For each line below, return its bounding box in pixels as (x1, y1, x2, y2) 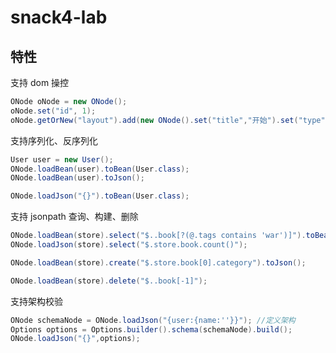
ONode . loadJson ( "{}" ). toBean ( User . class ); (10, 191, 190, 201)
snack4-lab (10, 6, 108, 29)
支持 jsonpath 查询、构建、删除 (10, 211, 139, 223)
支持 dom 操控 (10, 77, 70, 88)
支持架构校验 (10, 295, 63, 307)
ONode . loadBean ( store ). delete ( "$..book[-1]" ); (10, 276, 208, 286)
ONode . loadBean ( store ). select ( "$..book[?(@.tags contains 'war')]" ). (10, 231, 307, 241)
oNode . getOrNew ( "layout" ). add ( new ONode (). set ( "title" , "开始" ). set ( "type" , (10, 115, 330, 125)
